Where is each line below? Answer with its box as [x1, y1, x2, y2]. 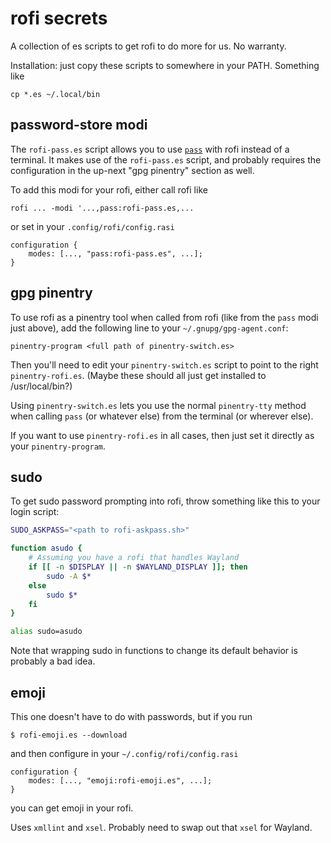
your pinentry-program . [10, 440, 107, 452]
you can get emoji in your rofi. [10, 802, 134, 814]
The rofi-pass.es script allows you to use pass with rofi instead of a [10, 143, 290, 155]
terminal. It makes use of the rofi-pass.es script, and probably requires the [10, 153, 322, 166]
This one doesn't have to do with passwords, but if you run [10, 710, 253, 722]
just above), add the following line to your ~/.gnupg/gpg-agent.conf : [10, 322, 289, 334]
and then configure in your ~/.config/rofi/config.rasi [10, 747, 239, 759]
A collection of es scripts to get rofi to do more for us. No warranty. [10, 40, 287, 52]
